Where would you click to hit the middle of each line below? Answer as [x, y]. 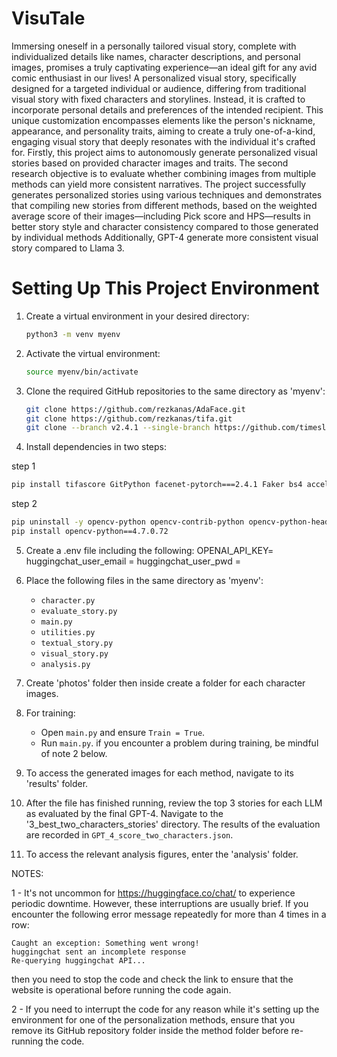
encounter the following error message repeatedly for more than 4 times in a [169, 914]
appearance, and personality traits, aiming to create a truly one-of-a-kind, [163, 131]
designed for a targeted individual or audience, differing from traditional [159, 88]
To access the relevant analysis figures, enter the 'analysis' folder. [162, 854]
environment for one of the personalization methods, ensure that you [153, 1019]
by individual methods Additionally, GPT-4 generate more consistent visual [165, 237]
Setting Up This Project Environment [165, 288]
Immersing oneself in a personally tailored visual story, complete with [154, 46]
